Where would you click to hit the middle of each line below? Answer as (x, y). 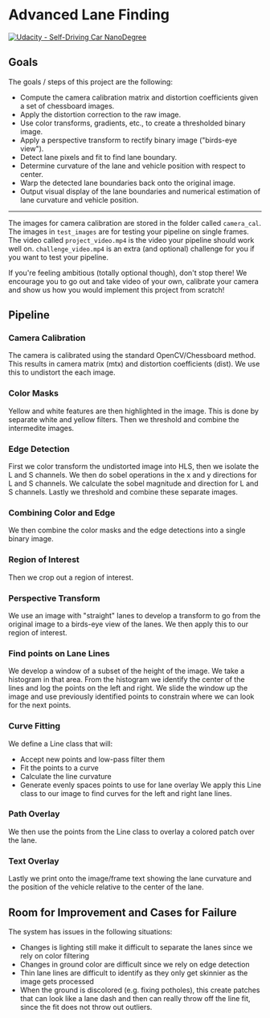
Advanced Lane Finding (89, 15)
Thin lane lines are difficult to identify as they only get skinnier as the (134, 973)
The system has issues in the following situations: (90, 931)
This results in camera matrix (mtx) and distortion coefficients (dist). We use (134, 364)
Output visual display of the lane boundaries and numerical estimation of (140, 191)
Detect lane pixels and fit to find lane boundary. (98, 157)
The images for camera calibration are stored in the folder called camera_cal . (135, 223)
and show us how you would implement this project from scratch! (117, 289)
